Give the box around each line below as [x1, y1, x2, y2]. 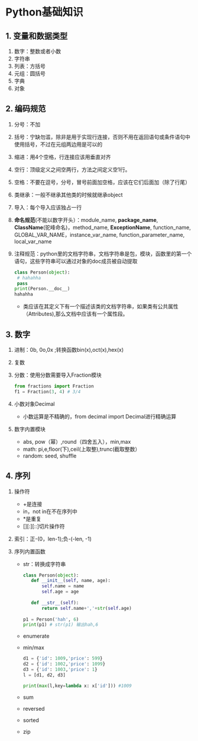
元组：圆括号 [14, 70, 46, 77]
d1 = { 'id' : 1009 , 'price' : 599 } [22, 656, 103, 662]
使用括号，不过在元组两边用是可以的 [14, 141, 103, 148]
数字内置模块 [14, 425, 46, 432]
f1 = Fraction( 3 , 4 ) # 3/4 [14, 389, 81, 395]
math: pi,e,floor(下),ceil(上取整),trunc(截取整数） [22, 446, 141, 453]
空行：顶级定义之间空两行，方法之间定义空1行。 [14, 166, 131, 173]
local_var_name [14, 238, 52, 245]
